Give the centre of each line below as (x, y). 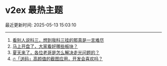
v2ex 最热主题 (34, 10)
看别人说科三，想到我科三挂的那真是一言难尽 (58, 40)
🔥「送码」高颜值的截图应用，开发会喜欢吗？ (58, 59)
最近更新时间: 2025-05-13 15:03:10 (41, 25)
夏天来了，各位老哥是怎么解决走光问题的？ (56, 52)
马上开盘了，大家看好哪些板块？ (45, 46)
